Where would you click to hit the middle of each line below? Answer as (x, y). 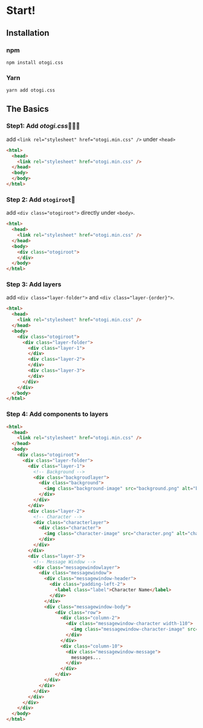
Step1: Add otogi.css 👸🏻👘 (43, 126)
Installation (28, 33)
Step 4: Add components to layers (57, 414)
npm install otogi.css (35, 62)
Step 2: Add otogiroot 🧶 (41, 199)
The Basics (28, 109)
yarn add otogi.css (31, 90)
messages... (86, 657)
